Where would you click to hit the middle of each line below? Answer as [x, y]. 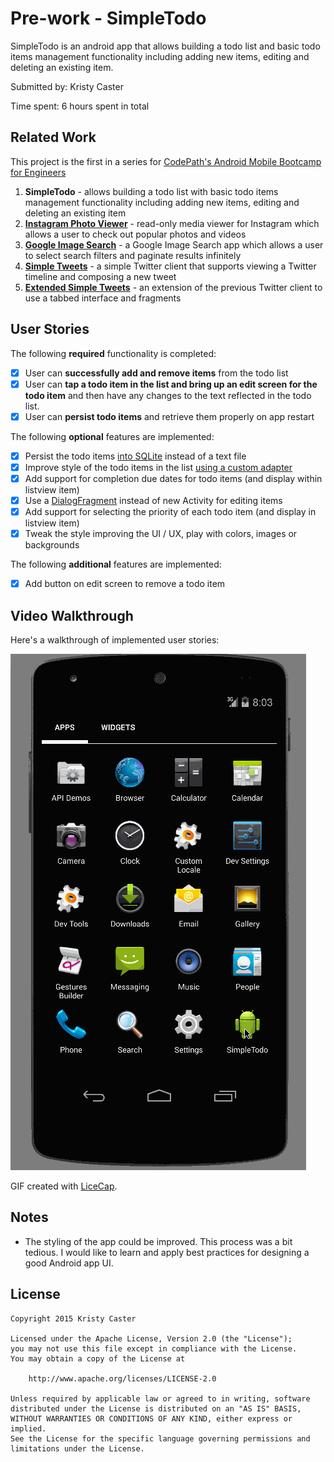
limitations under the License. [77, 1448]
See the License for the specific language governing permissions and [160, 1438]
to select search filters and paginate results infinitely [133, 255]
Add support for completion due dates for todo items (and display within [173, 478]
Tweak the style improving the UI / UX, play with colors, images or [161, 534]
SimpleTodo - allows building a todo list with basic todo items [151, 191]
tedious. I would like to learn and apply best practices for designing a [167, 1252]
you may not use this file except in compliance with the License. [154, 1348]
